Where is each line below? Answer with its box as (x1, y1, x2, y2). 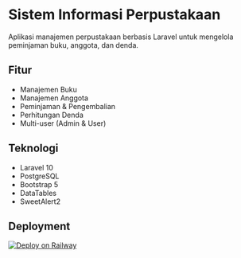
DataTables (19, 188, 57, 197)
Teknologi (8, 142, 59, 155)
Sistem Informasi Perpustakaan (8, 6, 221, 24)
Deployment (8, 219, 71, 233)
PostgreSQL (19, 171, 60, 181)
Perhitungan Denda (19, 110, 84, 119)
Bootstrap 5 (19, 179, 59, 189)
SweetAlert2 (19, 197, 61, 206)
